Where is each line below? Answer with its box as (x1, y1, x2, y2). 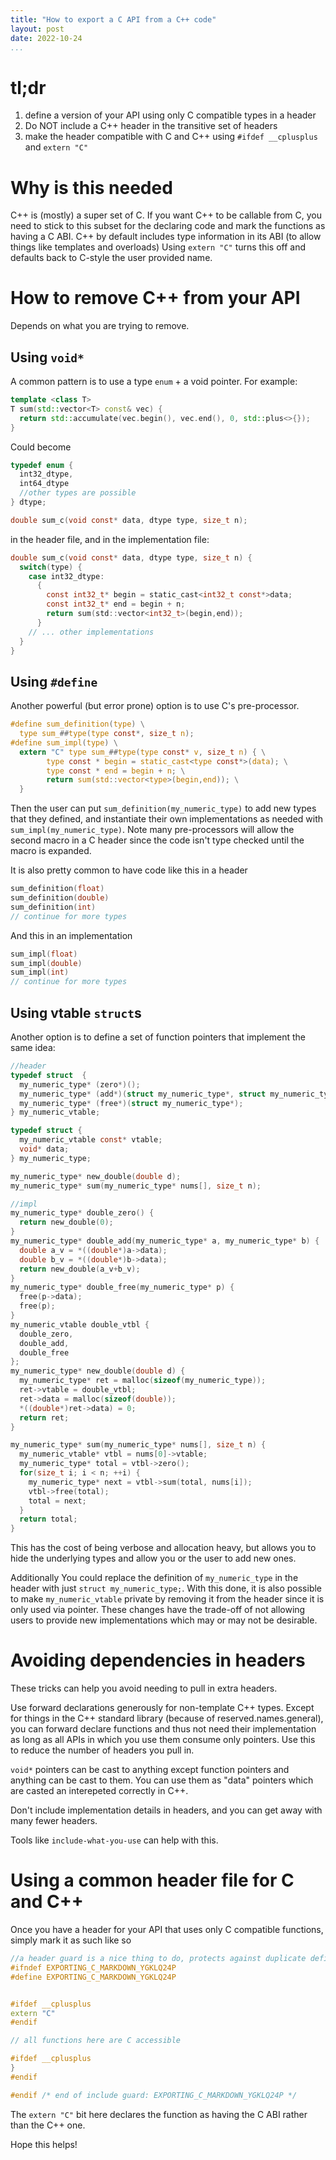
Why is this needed (10, 176, 173, 199)
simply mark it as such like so (10, 1934, 132, 1946)
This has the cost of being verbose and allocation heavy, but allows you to (10, 1542, 317, 1554)
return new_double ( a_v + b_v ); (19, 1264, 141, 1274)
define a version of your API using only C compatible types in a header (24, 109, 317, 121)
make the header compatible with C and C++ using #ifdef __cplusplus (24, 131, 318, 143)
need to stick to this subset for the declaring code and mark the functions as (10, 220, 326, 232)
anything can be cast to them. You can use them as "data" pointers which (10, 1774, 314, 1786)
